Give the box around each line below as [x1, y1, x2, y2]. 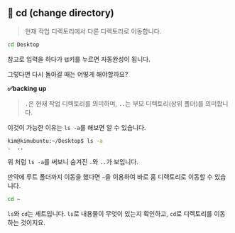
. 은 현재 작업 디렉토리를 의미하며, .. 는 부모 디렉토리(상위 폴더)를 [24, 99, 204, 107]
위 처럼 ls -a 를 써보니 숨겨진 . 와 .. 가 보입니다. [7, 158, 138, 166]
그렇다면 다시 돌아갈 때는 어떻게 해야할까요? [7, 70, 129, 78]
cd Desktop [7, 40, 40, 48]
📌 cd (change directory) [7, 7, 115, 19]
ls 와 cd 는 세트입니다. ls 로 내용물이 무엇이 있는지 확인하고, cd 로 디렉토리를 [7, 210, 213, 218]
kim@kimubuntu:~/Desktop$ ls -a [7, 137, 103, 144]
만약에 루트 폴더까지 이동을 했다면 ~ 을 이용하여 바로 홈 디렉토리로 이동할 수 [7, 173, 213, 181]
